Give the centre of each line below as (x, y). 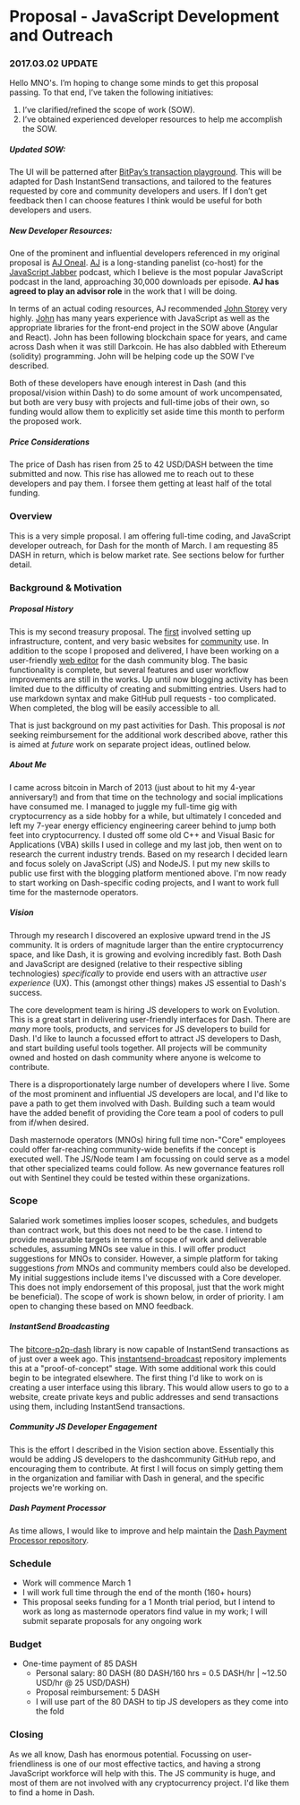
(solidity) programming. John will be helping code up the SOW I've (132, 357)
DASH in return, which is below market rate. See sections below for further (147, 555)
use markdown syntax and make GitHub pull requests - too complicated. (143, 698)
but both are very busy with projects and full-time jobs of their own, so (140, 402)
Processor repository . (49, 1540)
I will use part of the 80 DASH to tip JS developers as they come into (162, 1702)
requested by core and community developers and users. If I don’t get (138, 191)
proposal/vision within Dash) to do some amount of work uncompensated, (146, 393)
